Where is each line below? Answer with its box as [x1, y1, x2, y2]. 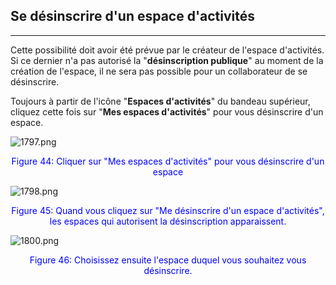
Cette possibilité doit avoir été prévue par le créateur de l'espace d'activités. [10, 44, 325, 56]
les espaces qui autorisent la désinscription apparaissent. [49, 215, 287, 227]
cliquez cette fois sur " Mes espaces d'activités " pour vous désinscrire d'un [10, 105, 324, 118]
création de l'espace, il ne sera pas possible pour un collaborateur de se [10, 65, 308, 77]
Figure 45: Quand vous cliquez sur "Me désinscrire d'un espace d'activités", [11, 204, 325, 216]
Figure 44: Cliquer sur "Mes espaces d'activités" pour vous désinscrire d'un [11, 155, 325, 167]
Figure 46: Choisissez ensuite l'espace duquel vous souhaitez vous [29, 254, 307, 266]
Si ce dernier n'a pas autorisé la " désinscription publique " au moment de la [10, 54, 324, 66]
